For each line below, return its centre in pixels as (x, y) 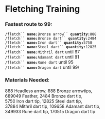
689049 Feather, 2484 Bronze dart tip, (44, 96)
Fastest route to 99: (29, 24)
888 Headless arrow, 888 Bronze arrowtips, (49, 91)
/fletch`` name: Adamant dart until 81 (42, 57)
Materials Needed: (27, 80)
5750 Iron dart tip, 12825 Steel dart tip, (44, 101)
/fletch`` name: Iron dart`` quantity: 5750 (49, 43)
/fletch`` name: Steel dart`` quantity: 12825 (51, 47)
